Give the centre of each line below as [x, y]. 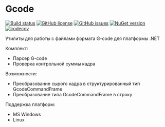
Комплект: [17, 48]
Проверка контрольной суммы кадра [54, 63]
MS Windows [27, 114]
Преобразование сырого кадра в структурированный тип [76, 83]
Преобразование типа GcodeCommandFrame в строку [72, 94]
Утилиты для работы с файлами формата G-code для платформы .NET [83, 38]
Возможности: [21, 73]
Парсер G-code [30, 58]
